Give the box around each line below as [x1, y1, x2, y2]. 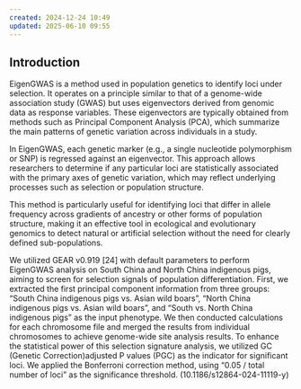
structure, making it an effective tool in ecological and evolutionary [9, 218, 256, 229]
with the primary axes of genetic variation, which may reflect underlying [9, 172, 276, 183]
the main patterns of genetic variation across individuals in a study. [9, 127, 258, 137]
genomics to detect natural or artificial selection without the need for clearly [9, 228, 290, 239]
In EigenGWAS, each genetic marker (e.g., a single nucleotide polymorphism [9, 144, 292, 155]
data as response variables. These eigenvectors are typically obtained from [9, 107, 289, 118]
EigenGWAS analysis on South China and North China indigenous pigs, [9, 264, 271, 275]
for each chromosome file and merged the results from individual [9, 322, 250, 332]
